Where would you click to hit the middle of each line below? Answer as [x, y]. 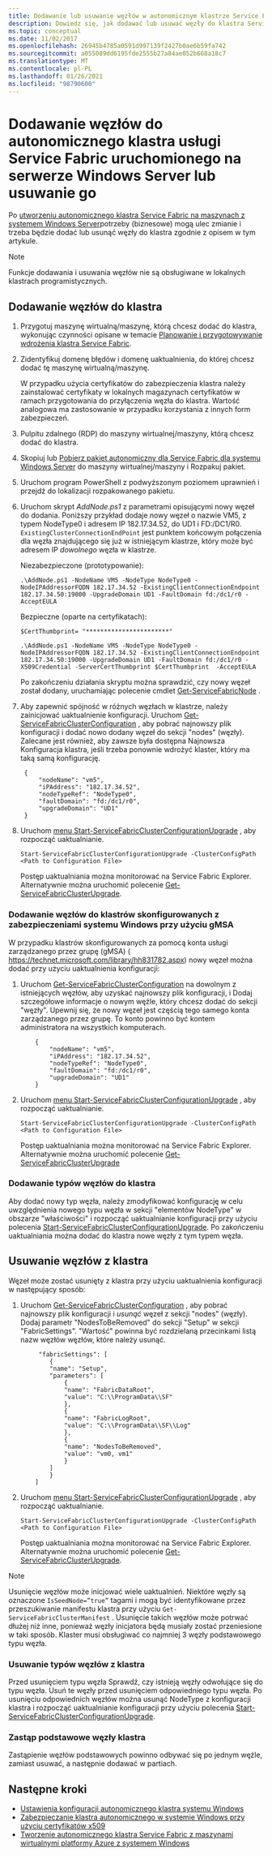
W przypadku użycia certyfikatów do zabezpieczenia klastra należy [133, 384]
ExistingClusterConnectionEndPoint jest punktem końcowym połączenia [140, 533]
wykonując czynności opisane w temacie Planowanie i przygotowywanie [141, 335]
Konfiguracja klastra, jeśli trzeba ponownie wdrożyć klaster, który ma [135, 750]
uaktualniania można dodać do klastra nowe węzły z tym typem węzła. [126, 1235]
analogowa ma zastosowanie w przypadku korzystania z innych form [135, 410]
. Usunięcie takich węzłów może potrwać [180, 1617]
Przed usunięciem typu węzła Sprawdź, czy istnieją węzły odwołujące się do [136, 1682]
